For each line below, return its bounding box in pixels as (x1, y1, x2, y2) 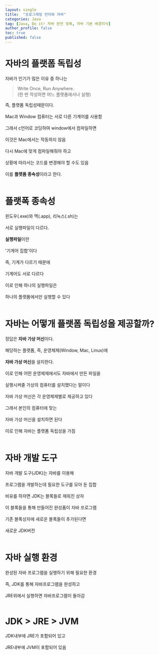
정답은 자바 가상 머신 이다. (5, 336, 54, 342)
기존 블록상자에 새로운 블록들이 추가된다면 (5, 516, 86, 522)
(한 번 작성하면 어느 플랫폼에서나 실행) (17, 91, 91, 97)
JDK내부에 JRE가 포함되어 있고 (5, 633, 66, 639)
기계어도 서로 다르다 (5, 270, 44, 276)
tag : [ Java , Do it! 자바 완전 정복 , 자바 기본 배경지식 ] (5, 21, 111, 26)
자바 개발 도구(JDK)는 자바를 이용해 (5, 470, 74, 476)
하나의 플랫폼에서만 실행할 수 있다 (5, 293, 71, 299)
